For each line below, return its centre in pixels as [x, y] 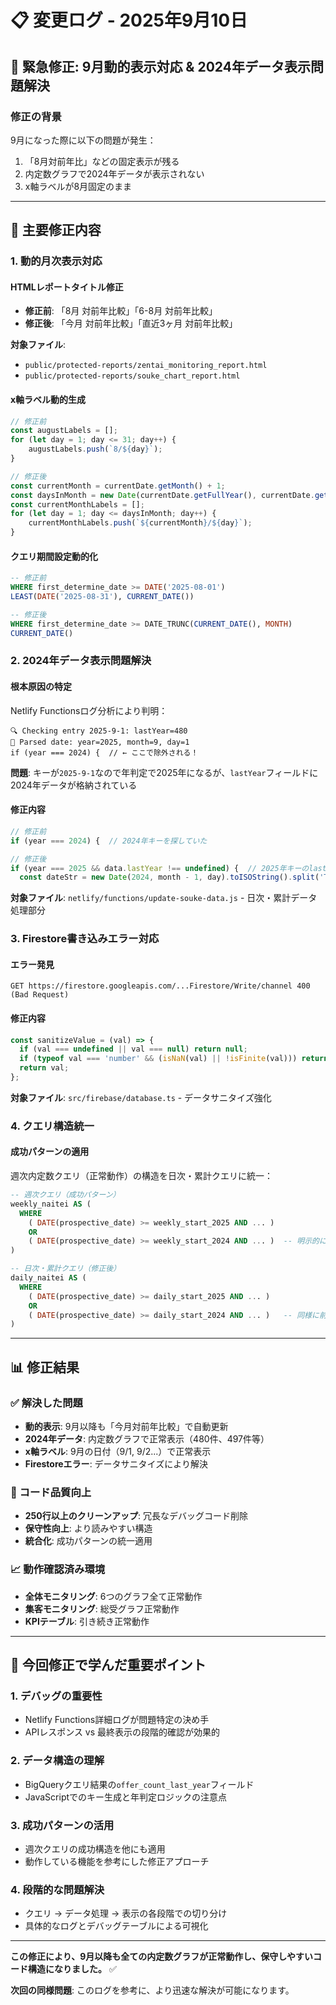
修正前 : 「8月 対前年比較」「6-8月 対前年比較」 [121, 311]
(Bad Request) [40, 995]
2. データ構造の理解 [57, 1761]
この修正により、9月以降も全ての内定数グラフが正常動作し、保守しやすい [162, 1957]
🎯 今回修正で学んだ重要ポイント [108, 1665]
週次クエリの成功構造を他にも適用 [95, 1848]
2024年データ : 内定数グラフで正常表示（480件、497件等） [147, 1439]
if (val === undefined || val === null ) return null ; [133, 1049]
